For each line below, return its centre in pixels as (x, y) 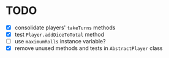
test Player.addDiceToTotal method (59, 34)
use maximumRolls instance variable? (60, 42)
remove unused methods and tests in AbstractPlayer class (88, 48)
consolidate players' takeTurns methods (65, 27)
